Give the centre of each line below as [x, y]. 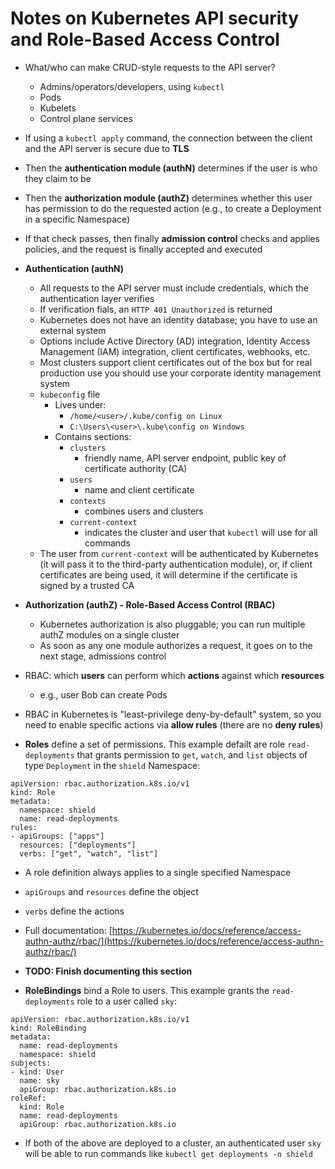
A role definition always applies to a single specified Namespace [158, 872]
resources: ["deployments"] [78, 845]
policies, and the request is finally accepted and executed [143, 249]
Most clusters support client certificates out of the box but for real [176, 362]
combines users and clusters [144, 511]
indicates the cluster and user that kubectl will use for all [201, 532]
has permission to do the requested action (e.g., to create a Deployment [173, 208]
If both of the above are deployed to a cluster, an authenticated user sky [173, 1143]
